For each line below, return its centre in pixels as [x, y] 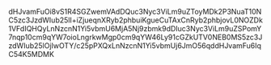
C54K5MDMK [32, 54]
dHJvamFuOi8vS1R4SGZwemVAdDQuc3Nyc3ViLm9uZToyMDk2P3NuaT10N [135, 12]
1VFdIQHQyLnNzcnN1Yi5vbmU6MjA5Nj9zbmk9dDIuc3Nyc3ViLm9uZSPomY [135, 28]
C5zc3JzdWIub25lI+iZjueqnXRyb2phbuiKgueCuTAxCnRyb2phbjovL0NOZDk [135, 20]
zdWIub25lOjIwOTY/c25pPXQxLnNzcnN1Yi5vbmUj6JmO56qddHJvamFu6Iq [135, 46]
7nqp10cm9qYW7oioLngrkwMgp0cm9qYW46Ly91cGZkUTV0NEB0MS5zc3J [135, 37]
